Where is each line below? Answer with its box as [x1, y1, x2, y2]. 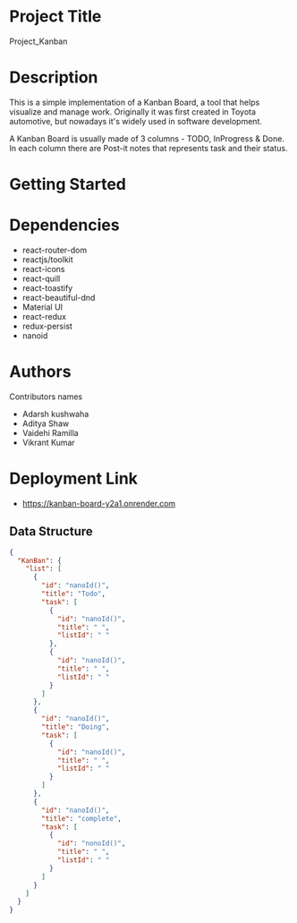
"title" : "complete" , [41, 814, 123, 823]
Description [9, 67, 98, 88]
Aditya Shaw [21, 418, 70, 429]
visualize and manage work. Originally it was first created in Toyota [9, 106, 257, 117]
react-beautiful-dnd [21, 293, 96, 303]
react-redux [21, 312, 67, 321]
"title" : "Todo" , [41, 589, 106, 599]
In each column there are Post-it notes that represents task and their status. [9, 142, 288, 153]
